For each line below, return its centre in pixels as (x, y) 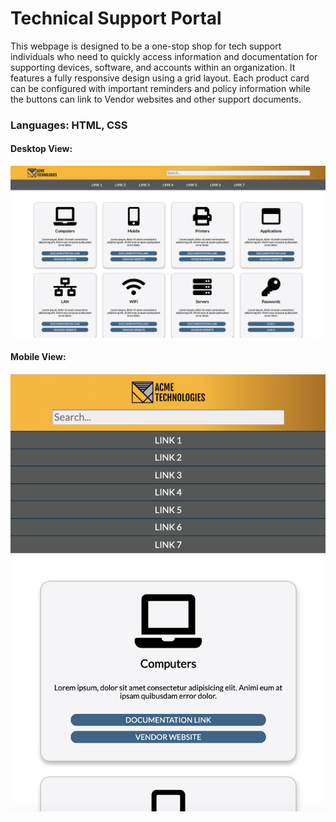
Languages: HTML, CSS (69, 125)
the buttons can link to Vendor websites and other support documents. (156, 99)
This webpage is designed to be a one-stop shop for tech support (146, 46)
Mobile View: (38, 357)
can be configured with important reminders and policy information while (160, 88)
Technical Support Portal (116, 18)
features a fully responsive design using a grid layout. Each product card (160, 78)
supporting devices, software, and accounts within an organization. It (153, 67)
